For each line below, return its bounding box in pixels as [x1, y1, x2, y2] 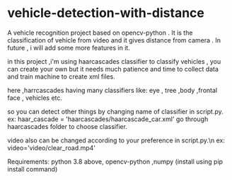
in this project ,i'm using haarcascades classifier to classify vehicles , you [7, 57, 221, 65]
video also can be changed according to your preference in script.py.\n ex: [7, 136, 225, 145]
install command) [7, 164, 58, 173]
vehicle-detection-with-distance [7, 5, 205, 21]
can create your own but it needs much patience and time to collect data [7, 64, 219, 73]
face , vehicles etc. [7, 94, 62, 102]
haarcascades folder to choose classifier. [7, 122, 127, 130]
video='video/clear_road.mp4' [7, 143, 96, 152]
